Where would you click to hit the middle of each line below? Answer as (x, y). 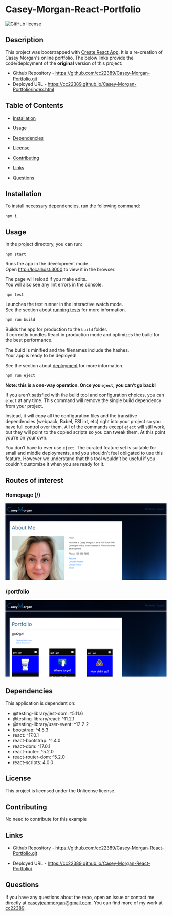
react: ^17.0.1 (26, 735)
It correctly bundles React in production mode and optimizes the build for (82, 335)
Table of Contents (35, 106)
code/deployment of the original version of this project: (64, 63)
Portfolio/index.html (34, 89)
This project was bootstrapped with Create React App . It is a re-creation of (84, 52)
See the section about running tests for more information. (66, 310)
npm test (15, 295)
